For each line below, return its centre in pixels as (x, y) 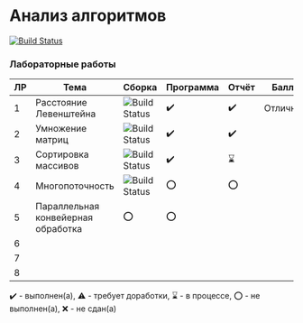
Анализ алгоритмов (88, 16)
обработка (59, 229)
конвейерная (64, 217)
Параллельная (68, 207)
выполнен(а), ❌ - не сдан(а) (63, 309)
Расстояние (61, 103)
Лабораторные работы (63, 64)
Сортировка (62, 154)
